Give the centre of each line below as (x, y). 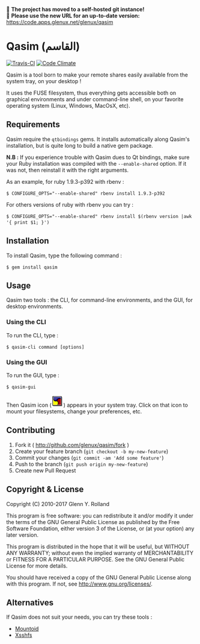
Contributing (31, 430)
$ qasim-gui (21, 387)
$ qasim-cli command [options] (45, 347)
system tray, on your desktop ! (44, 81)
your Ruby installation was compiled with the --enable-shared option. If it (96, 163)
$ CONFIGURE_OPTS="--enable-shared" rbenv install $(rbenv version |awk (99, 216)
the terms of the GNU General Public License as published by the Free (93, 522)
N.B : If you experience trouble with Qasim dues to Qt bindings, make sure (98, 157)
